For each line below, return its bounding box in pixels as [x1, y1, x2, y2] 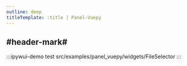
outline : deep [6, 8, 42, 15]
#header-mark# [6, 37, 68, 47]
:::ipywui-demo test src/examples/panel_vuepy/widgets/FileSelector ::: [6, 53, 182, 61]
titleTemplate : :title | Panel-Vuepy [6, 15, 102, 21]
